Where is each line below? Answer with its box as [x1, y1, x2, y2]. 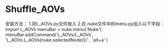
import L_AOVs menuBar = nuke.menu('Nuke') [5, 26, 102, 32]
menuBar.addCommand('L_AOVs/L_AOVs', [5, 31, 93, 37]
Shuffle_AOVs [5, 3, 65, 15]
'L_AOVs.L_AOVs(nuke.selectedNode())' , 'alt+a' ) [5, 36, 108, 43]
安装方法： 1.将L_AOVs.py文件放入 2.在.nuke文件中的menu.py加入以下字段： [5, 20, 165, 26]
